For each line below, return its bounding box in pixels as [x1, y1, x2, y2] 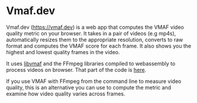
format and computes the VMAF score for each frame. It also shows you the [6, 42, 192, 49]
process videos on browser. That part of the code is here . [6, 66, 147, 73]
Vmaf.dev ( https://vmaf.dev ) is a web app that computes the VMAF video [6, 24, 185, 31]
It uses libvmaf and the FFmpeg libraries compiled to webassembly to [6, 60, 176, 67]
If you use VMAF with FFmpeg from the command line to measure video [6, 78, 182, 85]
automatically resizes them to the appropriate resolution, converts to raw [6, 36, 183, 43]
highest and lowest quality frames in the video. [6, 48, 120, 55]
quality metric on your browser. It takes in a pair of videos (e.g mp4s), [6, 29, 176, 36]
